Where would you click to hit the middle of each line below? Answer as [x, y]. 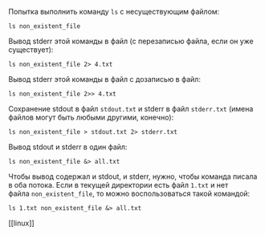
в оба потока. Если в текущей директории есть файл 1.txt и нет [118, 185]
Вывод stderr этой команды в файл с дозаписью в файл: [104, 79]
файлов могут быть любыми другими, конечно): [91, 117]
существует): [31, 50]
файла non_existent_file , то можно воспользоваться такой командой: [129, 193]
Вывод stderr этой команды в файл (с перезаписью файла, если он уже [131, 41]
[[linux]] [21, 223]
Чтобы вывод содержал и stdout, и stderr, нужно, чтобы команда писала [133, 176]
